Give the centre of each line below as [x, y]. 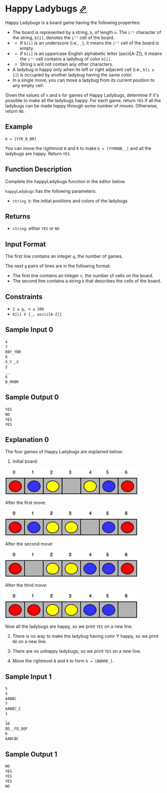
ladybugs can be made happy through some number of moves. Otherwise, [82, 106]
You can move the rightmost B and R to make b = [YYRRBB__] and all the [78, 148]
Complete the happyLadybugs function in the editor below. [66, 181]
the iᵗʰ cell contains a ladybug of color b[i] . [66, 59]
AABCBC [12, 739]
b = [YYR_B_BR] [21, 139]
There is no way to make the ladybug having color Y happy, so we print [85, 636]
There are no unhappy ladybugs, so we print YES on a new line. [77, 651]
